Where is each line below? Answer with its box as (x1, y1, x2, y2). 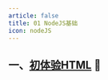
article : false (8, 11, 59, 20)
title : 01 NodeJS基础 (8, 19, 78, 27)
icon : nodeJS (8, 26, 52, 34)
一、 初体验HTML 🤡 (8, 58, 102, 72)
